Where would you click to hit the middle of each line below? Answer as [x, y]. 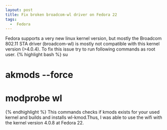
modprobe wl [34, 98]
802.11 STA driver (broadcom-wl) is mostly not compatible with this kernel [82, 44]
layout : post [19, 10]
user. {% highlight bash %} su [37, 55]
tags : [11, 19]
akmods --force [39, 75]
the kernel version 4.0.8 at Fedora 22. [45, 123]
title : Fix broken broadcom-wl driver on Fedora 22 [61, 15]
